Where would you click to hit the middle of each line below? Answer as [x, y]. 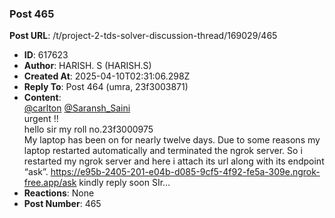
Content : [42, 98]
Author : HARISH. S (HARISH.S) [87, 66]
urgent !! [41, 119]
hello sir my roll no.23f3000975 [88, 129]
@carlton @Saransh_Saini [77, 108]
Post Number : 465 [62, 204]
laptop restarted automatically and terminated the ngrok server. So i [163, 151]
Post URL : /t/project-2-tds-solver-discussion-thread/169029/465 [143, 36]
